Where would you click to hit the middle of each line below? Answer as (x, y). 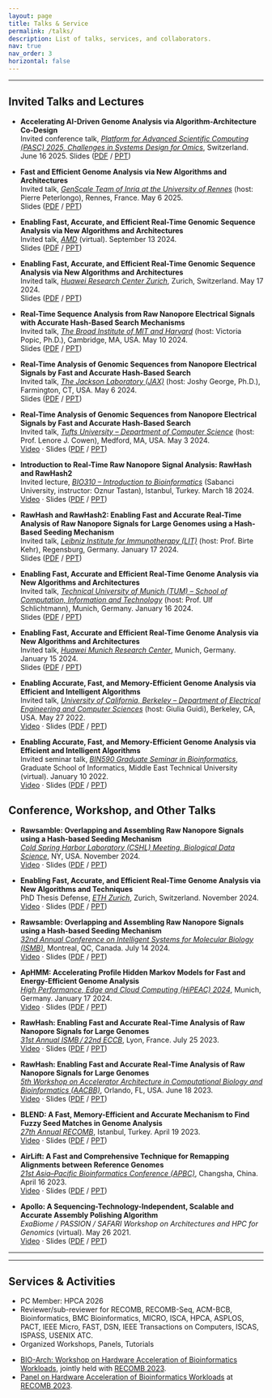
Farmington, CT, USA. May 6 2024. (79, 390)
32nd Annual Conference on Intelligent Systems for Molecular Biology (137, 939)
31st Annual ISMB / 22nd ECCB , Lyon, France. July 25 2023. (120, 1040)
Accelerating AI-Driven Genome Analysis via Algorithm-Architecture (138, 121)
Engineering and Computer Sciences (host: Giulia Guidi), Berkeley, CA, (138, 708)
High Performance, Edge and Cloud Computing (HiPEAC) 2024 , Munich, (140, 989)
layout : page (30, 16)
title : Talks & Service (49, 24)
